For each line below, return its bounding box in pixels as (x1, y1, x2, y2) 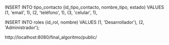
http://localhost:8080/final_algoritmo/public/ (5, 34, 97, 40)
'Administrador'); (5, 24, 40, 30)
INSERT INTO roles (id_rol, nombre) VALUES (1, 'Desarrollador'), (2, (5, 19, 145, 25)
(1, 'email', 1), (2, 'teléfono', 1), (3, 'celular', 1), (5, 9, 98, 15)
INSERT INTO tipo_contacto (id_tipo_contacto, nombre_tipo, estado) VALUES (5, 4, 164, 10)
